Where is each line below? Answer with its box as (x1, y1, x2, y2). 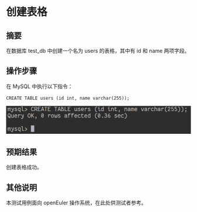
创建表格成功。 (6, 164, 42, 171)
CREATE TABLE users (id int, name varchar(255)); (6, 95, 130, 101)
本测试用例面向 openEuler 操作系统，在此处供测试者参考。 (6, 199, 147, 206)
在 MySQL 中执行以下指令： (6, 83, 73, 90)
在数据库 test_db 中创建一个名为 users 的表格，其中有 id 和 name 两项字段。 (6, 48, 190, 54)
